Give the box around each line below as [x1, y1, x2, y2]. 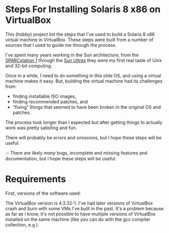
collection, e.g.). [5, 221, 39, 227]
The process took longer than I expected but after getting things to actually [5, 119, 163, 125]
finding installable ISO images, [12, 93, 76, 99]
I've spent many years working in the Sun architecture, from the [5, 52, 139, 58]
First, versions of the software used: [5, 190, 81, 196]
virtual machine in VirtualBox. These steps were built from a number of [5, 37, 154, 43]
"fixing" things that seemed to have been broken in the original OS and [12, 104, 161, 110]
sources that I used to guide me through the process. [5, 42, 117, 48]
